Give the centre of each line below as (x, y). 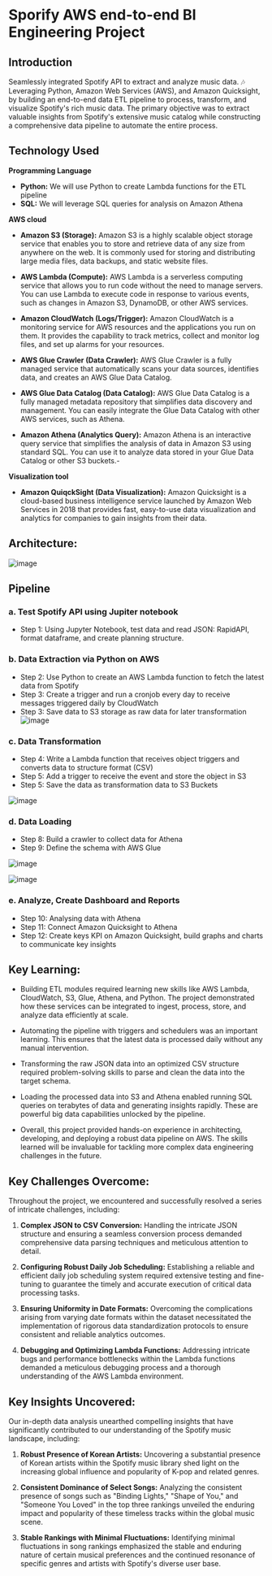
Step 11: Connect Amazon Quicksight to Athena (99, 927)
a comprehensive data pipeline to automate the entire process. (113, 125)
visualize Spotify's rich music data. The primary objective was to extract (129, 108)
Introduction (41, 62)
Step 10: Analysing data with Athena (80, 918)
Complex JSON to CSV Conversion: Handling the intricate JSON (129, 1226)
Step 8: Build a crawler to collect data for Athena (101, 840)
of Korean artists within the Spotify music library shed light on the (130, 1463)
